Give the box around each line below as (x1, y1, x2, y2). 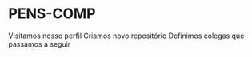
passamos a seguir (8, 39, 71, 48)
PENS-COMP (8, 5, 96, 23)
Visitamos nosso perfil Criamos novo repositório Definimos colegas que (8, 31, 245, 40)
